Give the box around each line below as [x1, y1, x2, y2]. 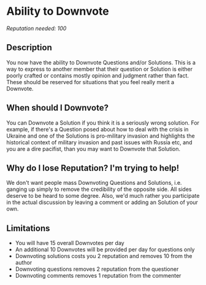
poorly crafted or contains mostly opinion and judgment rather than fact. [6, 72, 189, 79]
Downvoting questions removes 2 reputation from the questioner [15, 265, 179, 273]
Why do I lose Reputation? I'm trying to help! [6, 163, 180, 173]
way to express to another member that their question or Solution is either [6, 65, 193, 72]
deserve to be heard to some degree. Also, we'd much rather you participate [6, 192, 200, 200]
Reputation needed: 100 [6, 25, 67, 32]
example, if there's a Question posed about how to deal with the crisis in [6, 125, 189, 133]
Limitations [6, 223, 50, 233]
